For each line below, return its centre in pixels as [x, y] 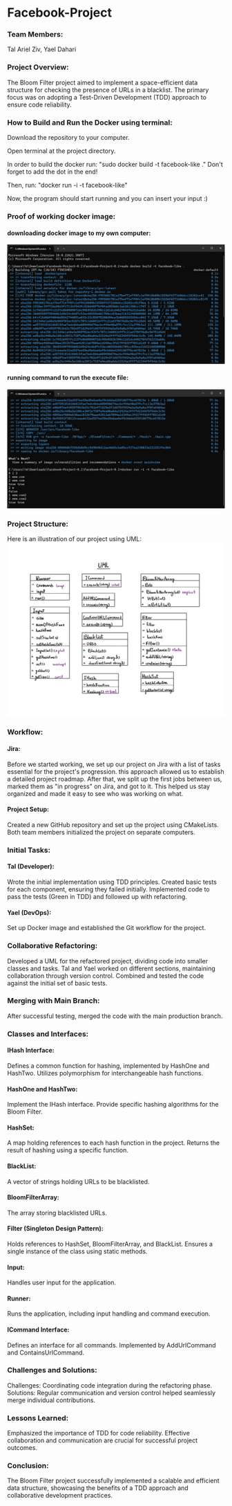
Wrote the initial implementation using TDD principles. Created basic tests [112, 882]
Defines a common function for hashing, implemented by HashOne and [108, 1065]
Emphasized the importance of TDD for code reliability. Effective [98, 1433]
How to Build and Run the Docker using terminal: [90, 123]
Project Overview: [38, 67]
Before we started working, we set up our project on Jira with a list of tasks [114, 764]
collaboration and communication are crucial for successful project [103, 1440]
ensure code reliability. [40, 105]
